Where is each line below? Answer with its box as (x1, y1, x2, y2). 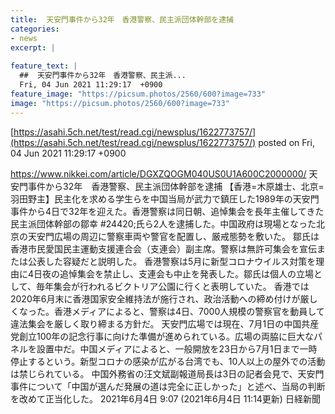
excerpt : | (10, 42, 56, 53)
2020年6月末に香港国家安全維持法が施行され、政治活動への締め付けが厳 (10, 292, 310, 305)
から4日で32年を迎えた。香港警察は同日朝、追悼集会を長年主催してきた (27, 205, 325, 217)
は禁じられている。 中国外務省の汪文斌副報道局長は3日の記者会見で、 (10, 367, 298, 380)
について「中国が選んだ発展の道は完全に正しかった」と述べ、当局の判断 (27, 380, 326, 392)
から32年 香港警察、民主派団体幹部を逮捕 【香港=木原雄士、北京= (44, 180, 325, 192)
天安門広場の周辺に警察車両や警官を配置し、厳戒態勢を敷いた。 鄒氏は (27, 230, 320, 242)
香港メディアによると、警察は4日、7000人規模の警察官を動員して (53, 305, 325, 317)
